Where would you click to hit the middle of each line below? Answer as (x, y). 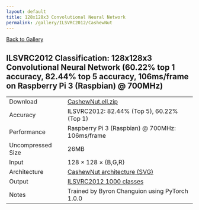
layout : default (26, 12)
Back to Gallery (25, 40)
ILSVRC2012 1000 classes (105, 182)
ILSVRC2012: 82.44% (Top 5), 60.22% (123, 111)
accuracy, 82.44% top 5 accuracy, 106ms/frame (97, 77)
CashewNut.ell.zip (93, 102)
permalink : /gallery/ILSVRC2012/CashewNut (59, 22)
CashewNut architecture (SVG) (110, 172)
